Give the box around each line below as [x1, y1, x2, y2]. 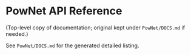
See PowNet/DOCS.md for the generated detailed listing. [5, 42, 139, 49]
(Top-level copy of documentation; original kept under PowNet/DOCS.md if [5, 24, 186, 31]
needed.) [5, 30, 28, 37]
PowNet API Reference [5, 4, 122, 18]
